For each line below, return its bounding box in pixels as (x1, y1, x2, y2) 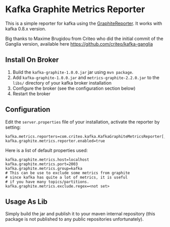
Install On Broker (5, 56, 59, 64)
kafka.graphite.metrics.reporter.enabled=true (5, 138, 105, 143)
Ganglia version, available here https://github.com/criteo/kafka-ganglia (5, 41, 153, 47)
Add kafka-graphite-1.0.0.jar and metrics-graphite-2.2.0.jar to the (12, 74, 159, 81)
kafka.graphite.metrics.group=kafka (5, 166, 82, 171)
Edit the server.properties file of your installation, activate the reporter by (5, 119, 160, 125)
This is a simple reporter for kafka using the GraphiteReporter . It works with (5, 20, 162, 26)
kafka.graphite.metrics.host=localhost (5, 157, 90, 162)
